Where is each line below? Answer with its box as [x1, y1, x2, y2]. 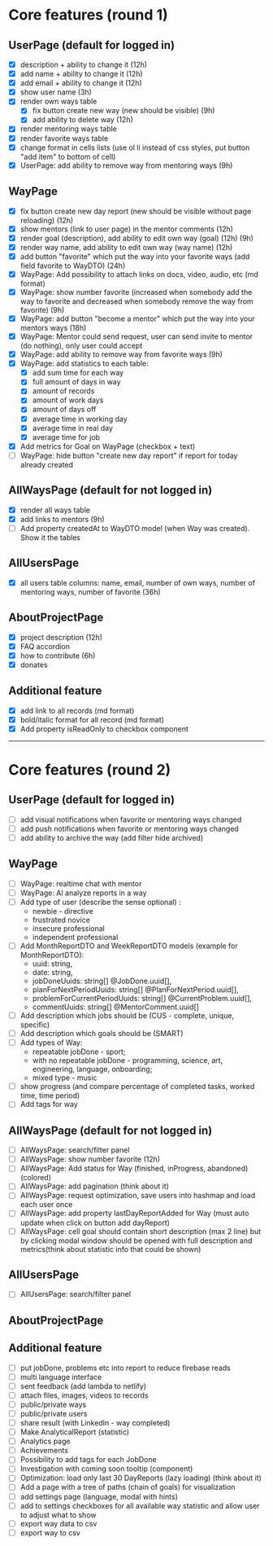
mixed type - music [32, 1073, 97, 1083]
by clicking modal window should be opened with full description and [19, 1236, 253, 1245]
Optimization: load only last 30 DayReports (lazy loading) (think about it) [19, 1473, 262, 1483]
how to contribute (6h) [19, 650, 96, 661]
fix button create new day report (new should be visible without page [19, 206, 252, 216]
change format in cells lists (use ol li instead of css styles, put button [19, 143, 250, 152]
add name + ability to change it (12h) [19, 69, 144, 79]
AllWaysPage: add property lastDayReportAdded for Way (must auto [19, 1208, 249, 1219]
